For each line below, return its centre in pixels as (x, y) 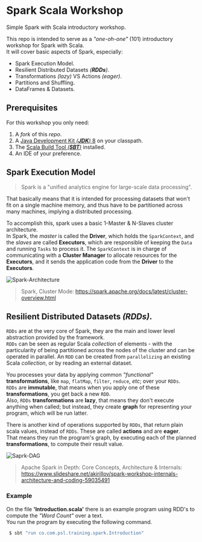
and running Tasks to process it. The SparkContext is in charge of (87, 248)
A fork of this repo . (38, 134)
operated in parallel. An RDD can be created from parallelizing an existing (99, 357)
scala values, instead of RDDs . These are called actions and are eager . (93, 431)
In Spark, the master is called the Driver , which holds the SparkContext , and (100, 236)
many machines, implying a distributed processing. (70, 211)
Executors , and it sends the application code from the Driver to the (90, 261)
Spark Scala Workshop (65, 11)
